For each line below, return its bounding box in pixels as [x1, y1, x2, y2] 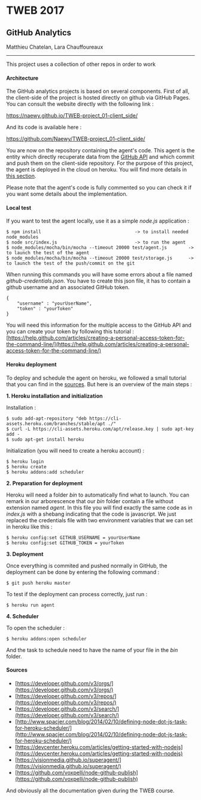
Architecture [6, 74, 39, 82]
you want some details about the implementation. [6, 190, 128, 198]
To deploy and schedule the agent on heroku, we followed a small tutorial [6, 374, 187, 381]
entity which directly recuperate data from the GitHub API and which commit [6, 154, 194, 161]
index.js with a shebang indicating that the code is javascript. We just [6, 510, 176, 518]
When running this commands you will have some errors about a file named [6, 271, 193, 278]
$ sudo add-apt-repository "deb [6, 415, 87, 422]
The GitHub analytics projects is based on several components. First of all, [6, 88, 190, 95]
